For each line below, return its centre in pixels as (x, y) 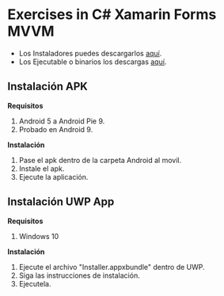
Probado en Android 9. (56, 129)
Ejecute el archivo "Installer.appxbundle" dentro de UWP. (112, 267)
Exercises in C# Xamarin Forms (112, 15)
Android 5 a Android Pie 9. (62, 121)
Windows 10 (39, 236)
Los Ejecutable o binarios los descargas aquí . (93, 62)
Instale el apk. (42, 169)
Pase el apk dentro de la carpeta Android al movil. (100, 160)
